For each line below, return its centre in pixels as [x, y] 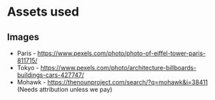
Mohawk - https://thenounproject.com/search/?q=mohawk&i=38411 [112, 82]
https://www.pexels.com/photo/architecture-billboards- [118, 68]
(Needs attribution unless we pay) [64, 89]
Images [23, 37]
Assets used [43, 12]
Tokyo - [28, 68]
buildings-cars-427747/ [51, 75]
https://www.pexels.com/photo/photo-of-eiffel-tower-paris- [121, 53]
